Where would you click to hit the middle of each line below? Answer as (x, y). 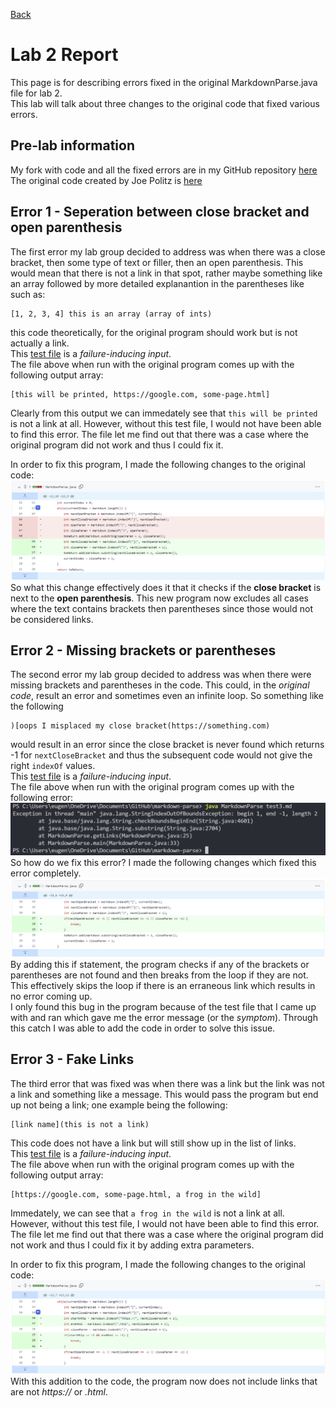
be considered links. (52, 619)
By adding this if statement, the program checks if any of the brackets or (160, 964)
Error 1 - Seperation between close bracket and (160, 212)
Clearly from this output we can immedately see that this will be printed (164, 413)
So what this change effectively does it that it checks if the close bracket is (166, 587)
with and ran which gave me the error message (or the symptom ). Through (164, 1017)
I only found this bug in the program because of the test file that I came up (163, 1007)
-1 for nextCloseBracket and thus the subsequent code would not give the (161, 755)
